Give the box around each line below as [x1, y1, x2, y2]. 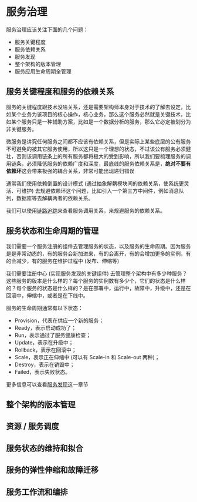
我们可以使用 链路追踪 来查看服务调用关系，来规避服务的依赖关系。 [6, 207, 165, 214]
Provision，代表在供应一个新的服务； [14, 317, 104, 324]
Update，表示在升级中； [14, 339, 74, 346]
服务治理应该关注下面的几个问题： [6, 26, 89, 33]
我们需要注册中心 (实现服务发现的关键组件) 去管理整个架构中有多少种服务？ [6, 270, 188, 277]
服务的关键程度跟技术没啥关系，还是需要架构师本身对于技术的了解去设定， [6, 103, 186, 111]
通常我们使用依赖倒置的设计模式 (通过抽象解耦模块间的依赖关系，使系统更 [6, 180, 185, 187]
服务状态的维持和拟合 [6, 443, 83, 453]
